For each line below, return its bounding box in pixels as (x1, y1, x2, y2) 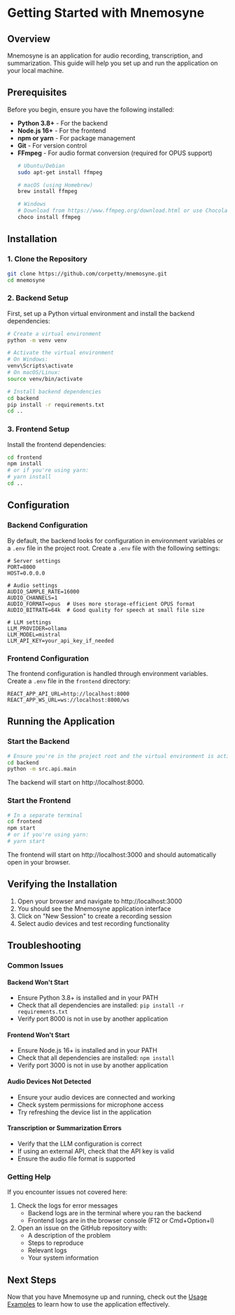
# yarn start (7, 838, 45, 845)
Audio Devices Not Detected (7, 1077, 92, 1086)
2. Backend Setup (7, 293, 69, 303)
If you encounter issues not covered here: (7, 1188, 128, 1196)
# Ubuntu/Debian (17, 162, 65, 169)
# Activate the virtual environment (7, 349, 114, 356)
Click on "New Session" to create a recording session (17, 912, 172, 920)
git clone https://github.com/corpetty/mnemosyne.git (7, 270, 168, 277)
